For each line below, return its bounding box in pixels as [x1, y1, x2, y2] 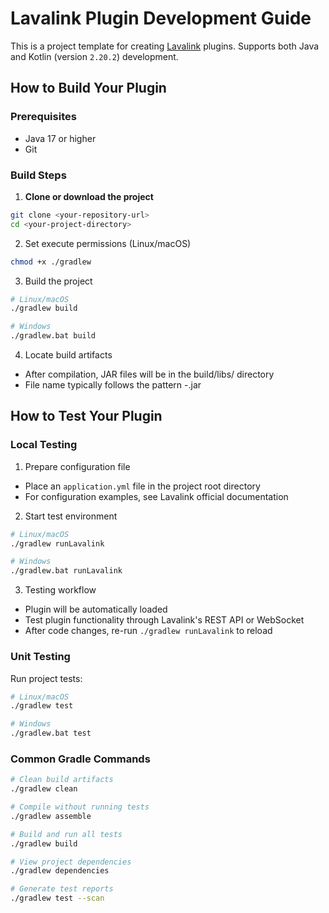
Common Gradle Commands [10, 752, 151, 766]
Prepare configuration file [24, 460, 131, 472]
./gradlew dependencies [10, 866, 110, 876]
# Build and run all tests [10, 829, 123, 839]
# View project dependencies [10, 857, 132, 867]
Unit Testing [10, 650, 71, 664]
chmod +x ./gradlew [10, 257, 92, 267]
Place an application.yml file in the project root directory [24, 480, 261, 492]
